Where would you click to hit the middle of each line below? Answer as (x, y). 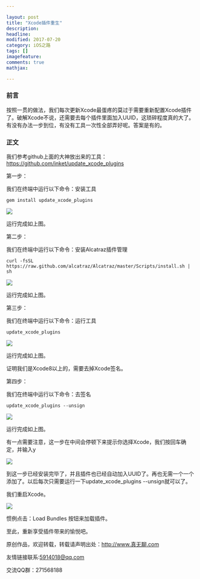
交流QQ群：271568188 (34, 570)
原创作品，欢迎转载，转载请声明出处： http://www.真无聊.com (83, 544)
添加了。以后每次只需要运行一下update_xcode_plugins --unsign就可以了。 (99, 481)
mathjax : (17, 68)
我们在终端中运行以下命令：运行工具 (51, 321)
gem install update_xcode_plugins (50, 201)
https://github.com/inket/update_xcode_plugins (65, 164)
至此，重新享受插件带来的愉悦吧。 (49, 532)
